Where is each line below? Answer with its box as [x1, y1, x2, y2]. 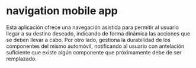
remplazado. [6, 55, 37, 62]
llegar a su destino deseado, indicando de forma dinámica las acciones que [6, 30, 191, 37]
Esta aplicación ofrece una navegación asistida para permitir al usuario [6, 24, 179, 31]
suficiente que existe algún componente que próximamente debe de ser [6, 48, 182, 56]
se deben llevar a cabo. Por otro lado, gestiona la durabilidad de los [6, 36, 171, 43]
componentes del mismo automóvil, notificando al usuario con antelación [6, 43, 185, 50]
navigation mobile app [6, 4, 118, 18]
